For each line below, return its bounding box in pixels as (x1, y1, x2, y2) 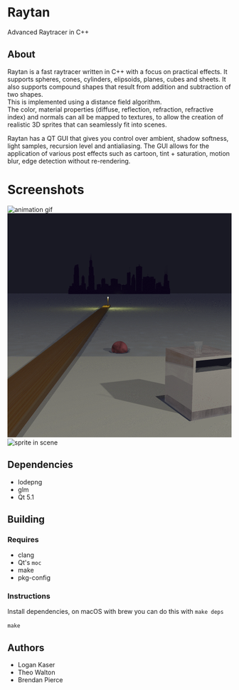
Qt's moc (17, 558, 42, 567)
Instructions (7, 591, 51, 601)
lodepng (17, 477, 43, 486)
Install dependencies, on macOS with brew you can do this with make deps (7, 607, 224, 616)
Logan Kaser (17, 661, 55, 669)
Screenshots (7, 181, 85, 198)
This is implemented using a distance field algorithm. (7, 97, 162, 106)
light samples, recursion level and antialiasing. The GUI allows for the (7, 142, 210, 150)
